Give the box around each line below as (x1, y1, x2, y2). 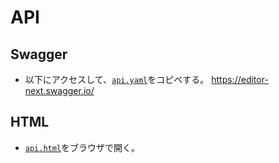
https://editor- (211, 74, 269, 85)
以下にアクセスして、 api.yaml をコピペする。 (24, 74, 210, 85)
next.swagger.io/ (24, 85, 95, 96)
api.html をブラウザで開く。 (24, 141, 141, 153)
